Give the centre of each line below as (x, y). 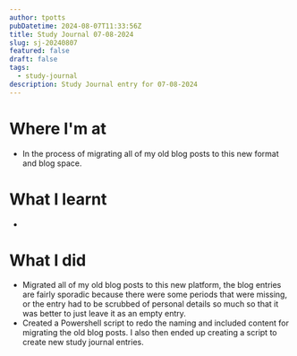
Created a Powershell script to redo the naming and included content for (155, 323)
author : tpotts (38, 17)
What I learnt (58, 199)
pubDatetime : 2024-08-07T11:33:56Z (76, 26)
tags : (19, 68)
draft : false (34, 59)
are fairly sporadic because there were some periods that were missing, (155, 295)
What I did (48, 260)
